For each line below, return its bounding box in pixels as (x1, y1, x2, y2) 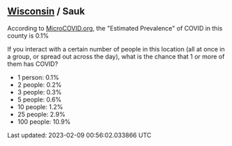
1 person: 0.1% (17, 73, 59, 81)
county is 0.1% (7, 31, 50, 40)
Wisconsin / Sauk (7, 6, 85, 17)
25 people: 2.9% (17, 110, 66, 118)
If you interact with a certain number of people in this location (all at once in (7, 44, 225, 53)
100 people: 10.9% (17, 117, 71, 126)
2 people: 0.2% (17, 80, 62, 89)
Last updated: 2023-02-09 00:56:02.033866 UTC (7, 131, 152, 139)
